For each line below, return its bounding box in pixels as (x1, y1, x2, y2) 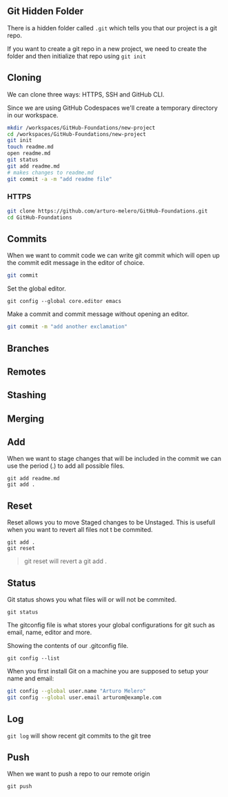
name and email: (7, 674, 54, 682)
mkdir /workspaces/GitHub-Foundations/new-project (7, 124, 156, 131)
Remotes (7, 366, 46, 377)
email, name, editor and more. (7, 628, 92, 637)
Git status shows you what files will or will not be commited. (7, 596, 177, 604)
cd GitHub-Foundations (7, 214, 72, 221)
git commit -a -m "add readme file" (7, 175, 112, 182)
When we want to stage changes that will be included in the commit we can (7, 455, 222, 463)
